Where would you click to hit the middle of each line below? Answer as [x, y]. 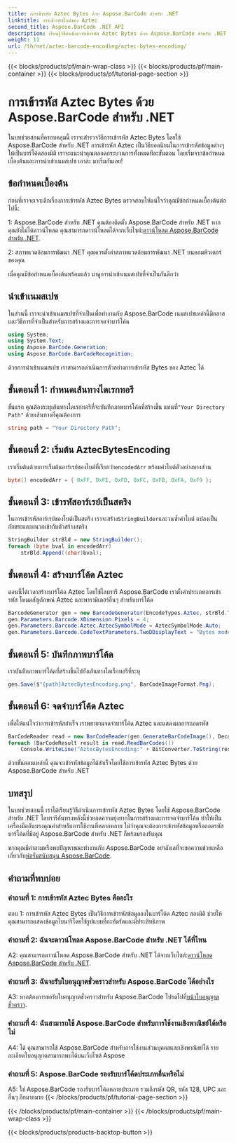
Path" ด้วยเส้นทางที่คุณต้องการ [44, 414]
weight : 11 [24, 40]
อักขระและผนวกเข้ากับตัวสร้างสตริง [48, 527]
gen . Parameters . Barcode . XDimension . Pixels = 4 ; [79, 619]
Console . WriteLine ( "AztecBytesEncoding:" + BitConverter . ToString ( [121, 750]
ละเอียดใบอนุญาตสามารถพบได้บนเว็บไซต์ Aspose [67, 1055]
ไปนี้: [14, 208]
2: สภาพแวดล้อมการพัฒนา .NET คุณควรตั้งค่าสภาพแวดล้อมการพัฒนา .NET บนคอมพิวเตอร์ [115, 252]
